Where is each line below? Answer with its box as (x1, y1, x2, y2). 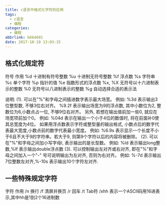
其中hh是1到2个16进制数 (10, 195, 60, 201)
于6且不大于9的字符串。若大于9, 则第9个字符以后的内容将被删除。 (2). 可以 (5, 134, 158, 139)
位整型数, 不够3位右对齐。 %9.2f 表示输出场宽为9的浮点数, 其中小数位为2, (5, 102, 156, 108)
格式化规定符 (5, 59, 45, 68)
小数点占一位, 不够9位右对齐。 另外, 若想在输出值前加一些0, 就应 (22, 109, 154, 115)
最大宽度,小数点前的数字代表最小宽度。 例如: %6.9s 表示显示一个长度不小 (9, 127, 159, 133)
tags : (5, 12, 16, 17)
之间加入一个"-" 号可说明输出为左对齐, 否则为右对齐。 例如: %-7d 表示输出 (9, 152, 162, 158)
